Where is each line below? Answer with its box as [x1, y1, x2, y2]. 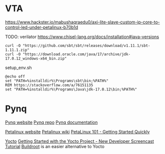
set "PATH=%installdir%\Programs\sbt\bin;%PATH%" [5, 78, 109, 83]
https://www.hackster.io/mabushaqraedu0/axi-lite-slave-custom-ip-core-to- [5, 19, 160, 25]
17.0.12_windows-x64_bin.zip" [5, 56, 67, 61]
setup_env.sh [5, 65, 32, 70]
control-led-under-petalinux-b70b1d [5, 24, 79, 30]
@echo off [5, 74, 26, 79]
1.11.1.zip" [5, 47, 29, 52]
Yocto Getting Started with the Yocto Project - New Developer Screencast [5, 138, 154, 144]
